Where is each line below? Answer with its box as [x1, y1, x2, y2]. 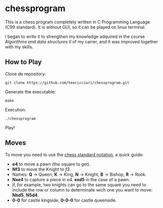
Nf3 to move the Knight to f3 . [12, 166, 71, 172]
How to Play [5, 58, 42, 66]
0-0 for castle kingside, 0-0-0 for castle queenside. [12, 197, 117, 203]
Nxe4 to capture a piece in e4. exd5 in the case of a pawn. [12, 176, 130, 182]
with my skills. [5, 44, 34, 50]
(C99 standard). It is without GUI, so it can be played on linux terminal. [5, 24, 146, 30]
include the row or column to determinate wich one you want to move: [12, 187, 153, 192]
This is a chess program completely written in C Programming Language [5, 19, 150, 25]
